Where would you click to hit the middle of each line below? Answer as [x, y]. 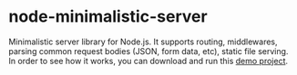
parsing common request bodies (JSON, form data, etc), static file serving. [148, 51]
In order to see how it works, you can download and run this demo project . [148, 61]
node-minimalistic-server [108, 17]
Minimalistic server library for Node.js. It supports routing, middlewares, [143, 42]
